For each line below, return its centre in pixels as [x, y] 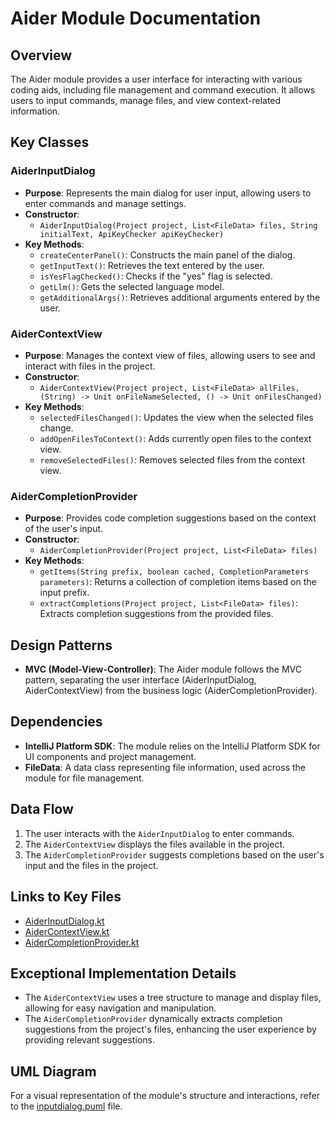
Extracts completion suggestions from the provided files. [156, 614]
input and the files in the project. [91, 865]
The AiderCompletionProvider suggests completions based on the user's [174, 854]
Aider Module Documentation [136, 18]
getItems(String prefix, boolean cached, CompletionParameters [174, 572]
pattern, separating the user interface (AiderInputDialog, [140, 680]
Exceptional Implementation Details [123, 973]
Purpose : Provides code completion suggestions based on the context [170, 518]
